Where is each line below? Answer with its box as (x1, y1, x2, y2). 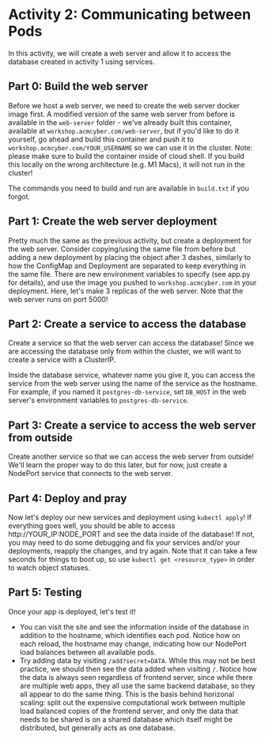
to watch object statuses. (8, 563, 91, 572)
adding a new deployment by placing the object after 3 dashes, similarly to (8, 252, 252, 262)
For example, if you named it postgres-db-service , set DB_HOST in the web (8, 387, 247, 397)
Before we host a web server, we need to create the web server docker (8, 100, 240, 110)
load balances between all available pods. (19, 647, 157, 657)
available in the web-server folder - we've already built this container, (8, 117, 233, 127)
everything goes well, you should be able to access (8, 521, 176, 530)
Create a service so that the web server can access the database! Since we (8, 338, 255, 348)
